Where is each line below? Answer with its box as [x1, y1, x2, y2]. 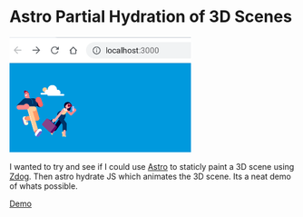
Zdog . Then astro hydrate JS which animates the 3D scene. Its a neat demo [9, 171, 292, 182]
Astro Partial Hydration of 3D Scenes [9, 6, 293, 27]
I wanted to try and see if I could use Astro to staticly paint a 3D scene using [9, 161, 295, 172]
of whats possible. [9, 180, 79, 192]
